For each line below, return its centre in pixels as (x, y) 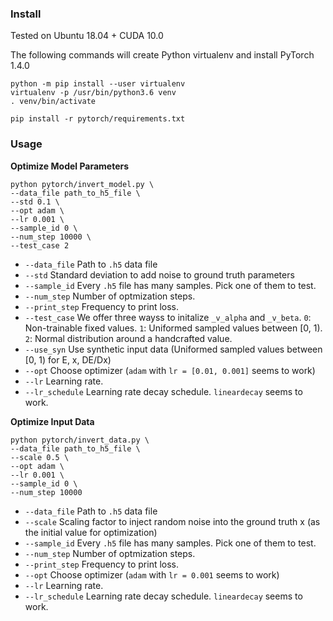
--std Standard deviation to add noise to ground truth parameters (159, 274)
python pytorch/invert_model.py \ (82, 184)
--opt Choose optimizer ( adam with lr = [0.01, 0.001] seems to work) (170, 370)
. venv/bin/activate (53, 102)
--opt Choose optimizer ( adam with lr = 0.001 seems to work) (152, 574)
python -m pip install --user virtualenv (98, 84)
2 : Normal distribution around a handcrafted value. (128, 338)
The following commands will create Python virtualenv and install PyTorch (162, 55)
